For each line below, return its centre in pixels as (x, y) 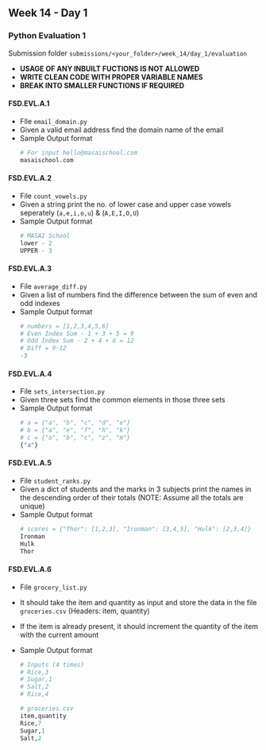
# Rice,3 (34, 672)
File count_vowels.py (53, 196)
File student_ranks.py (55, 480)
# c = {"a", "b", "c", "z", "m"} (75, 437)
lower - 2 (36, 243)
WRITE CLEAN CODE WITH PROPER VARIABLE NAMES (111, 77)
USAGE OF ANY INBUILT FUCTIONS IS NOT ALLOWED (110, 68)
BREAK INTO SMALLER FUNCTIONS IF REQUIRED (102, 85)
